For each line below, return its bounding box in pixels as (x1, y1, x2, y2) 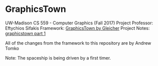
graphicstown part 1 (5, 30, 46, 36)
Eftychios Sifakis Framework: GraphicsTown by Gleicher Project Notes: (5, 25, 150, 31)
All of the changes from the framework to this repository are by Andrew (5, 40, 152, 46)
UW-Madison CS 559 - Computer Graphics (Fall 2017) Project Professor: (5, 20, 153, 26)
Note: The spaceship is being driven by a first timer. (5, 55, 111, 61)
